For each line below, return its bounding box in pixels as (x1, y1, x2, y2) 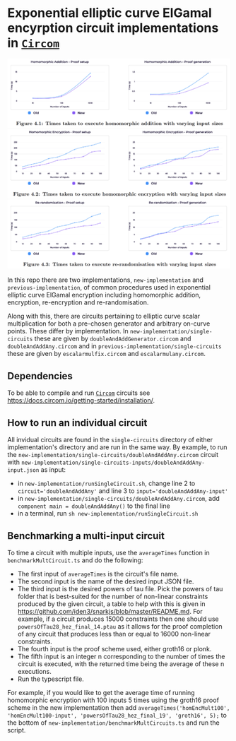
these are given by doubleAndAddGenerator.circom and (34, 334, 191, 343)
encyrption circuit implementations (7, 20, 219, 36)
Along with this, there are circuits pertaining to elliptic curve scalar (7, 312, 201, 321)
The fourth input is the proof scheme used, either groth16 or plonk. (17, 644, 212, 653)
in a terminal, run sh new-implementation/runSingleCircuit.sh (17, 509, 199, 518)
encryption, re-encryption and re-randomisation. (7, 298, 149, 307)
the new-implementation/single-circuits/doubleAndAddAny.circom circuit (7, 451, 219, 459)
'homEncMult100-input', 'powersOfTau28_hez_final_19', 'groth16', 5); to (7, 711, 228, 719)
